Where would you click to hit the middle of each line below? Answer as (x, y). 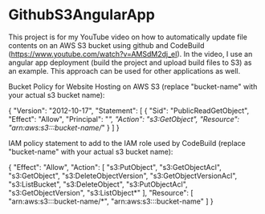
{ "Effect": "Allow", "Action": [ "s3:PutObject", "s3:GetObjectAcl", (115, 167)
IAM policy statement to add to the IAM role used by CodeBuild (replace (127, 143)
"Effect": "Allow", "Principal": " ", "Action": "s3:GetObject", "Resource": (124, 119)
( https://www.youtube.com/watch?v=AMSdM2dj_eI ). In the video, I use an (130, 54)
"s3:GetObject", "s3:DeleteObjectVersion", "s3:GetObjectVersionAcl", (123, 176)
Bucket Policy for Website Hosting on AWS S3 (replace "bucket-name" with (133, 87)
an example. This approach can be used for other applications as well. (124, 71)
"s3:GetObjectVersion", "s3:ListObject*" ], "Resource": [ (101, 192)
